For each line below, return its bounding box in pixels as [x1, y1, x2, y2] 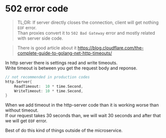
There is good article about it [17, 45, 77, 51]
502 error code [5, 3, 69, 14]
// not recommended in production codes [5, 74, 90, 79]
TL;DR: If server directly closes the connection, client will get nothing [17, 19, 159, 25]
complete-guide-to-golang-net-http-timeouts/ [17, 50, 112, 56]
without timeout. [5, 107, 39, 113]
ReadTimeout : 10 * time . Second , [14, 84, 83, 89]
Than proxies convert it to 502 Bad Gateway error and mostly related [17, 30, 156, 36]
